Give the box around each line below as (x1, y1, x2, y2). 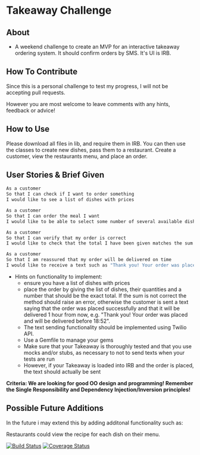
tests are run (23, 355, 55, 363)
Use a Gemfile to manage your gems (23, 336, 114, 343)
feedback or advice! (6, 107, 55, 114)
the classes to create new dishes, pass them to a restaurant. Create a (6, 146, 176, 153)
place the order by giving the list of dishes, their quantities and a (23, 286, 182, 293)
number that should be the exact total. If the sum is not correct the (23, 292, 187, 299)
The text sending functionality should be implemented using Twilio (23, 323, 187, 331)
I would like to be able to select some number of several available (6, 218, 183, 224)
